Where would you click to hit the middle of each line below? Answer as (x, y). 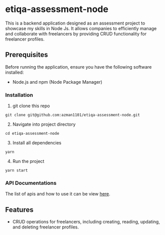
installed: (15, 72)
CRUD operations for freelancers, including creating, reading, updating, (86, 222)
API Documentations (31, 183)
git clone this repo (31, 106)
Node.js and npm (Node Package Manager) (57, 82)
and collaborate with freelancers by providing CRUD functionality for (76, 34)
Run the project (28, 161)
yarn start (17, 171)
